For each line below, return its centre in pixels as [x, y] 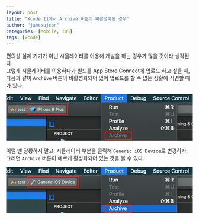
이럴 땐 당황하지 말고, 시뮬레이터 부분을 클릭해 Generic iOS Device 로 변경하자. [97, 151]
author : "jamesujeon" [33, 25]
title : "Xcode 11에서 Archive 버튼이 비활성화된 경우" [68, 19]
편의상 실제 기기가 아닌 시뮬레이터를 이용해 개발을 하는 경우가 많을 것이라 [90, 56]
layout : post [22, 12]
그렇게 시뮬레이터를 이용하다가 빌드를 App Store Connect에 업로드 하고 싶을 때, [98, 71]
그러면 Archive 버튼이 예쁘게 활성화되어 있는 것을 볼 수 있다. [75, 158]
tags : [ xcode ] [24, 38]
